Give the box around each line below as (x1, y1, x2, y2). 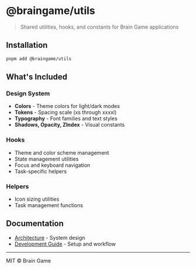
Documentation (6, 219, 64, 229)
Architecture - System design (14, 234, 86, 241)
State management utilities (14, 155, 79, 162)
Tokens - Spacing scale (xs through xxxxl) (14, 109, 117, 116)
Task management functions (14, 201, 83, 208)
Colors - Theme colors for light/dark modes (14, 103, 120, 110)
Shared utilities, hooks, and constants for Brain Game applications (20, 23, 179, 30)
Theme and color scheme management (14, 149, 110, 156)
